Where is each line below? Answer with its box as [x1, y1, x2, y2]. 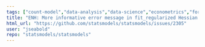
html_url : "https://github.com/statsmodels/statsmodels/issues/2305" [6, 20, 187, 26]
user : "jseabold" [6, 26, 51, 32]
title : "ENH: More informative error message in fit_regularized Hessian [6, 15, 198, 21]
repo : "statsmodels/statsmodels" [6, 32, 92, 38]
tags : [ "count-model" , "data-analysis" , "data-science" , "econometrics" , [6, 9, 190, 15]
